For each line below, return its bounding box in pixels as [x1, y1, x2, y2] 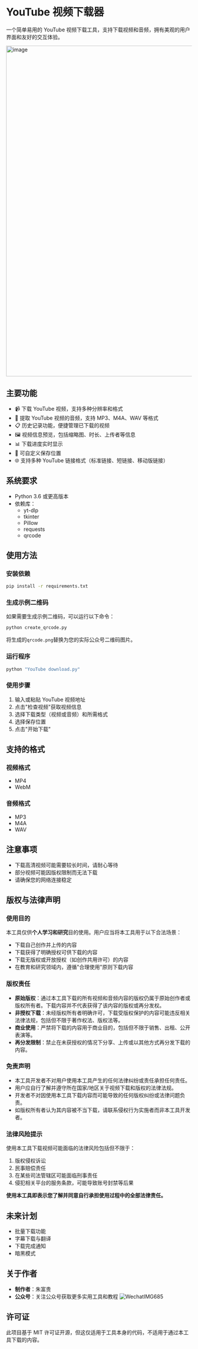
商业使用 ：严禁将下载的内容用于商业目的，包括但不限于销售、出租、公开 [14, 1024, 190, 1031]
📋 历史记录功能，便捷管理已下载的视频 [14, 421, 110, 429]
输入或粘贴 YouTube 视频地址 [14, 696, 86, 703]
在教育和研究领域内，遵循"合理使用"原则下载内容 [14, 964, 134, 971]
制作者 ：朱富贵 [14, 1285, 51, 1292]
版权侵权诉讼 [14, 1157, 46, 1165]
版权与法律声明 [6, 895, 61, 905]
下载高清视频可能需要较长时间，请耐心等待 [14, 861, 118, 868]
